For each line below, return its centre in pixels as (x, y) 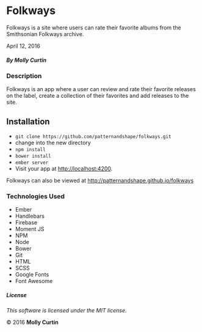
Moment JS (30, 229)
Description (24, 76)
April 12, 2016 (23, 46)
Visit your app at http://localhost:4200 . (64, 169)
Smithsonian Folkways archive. (45, 34)
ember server (32, 163)
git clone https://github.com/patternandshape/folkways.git (93, 137)
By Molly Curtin (27, 60)
